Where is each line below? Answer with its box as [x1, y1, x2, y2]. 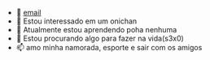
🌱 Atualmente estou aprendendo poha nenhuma [15, 25, 177, 34]
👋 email [15, 8, 42, 17]
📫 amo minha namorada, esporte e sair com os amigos [15, 43, 203, 52]
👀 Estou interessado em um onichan [15, 16, 138, 26]
